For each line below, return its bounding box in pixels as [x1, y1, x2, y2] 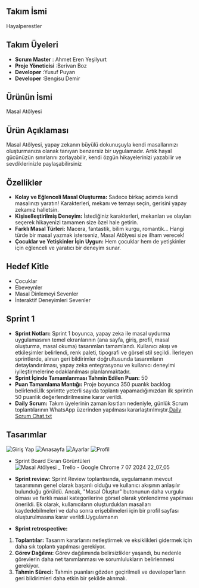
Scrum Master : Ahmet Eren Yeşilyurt [14, 56, 107, 63]
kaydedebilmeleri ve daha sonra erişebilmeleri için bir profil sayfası [14, 507, 179, 514]
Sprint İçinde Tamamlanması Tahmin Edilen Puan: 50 [14, 374, 148, 381]
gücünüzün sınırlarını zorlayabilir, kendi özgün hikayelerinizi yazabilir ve [6, 154, 182, 161]
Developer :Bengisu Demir [14, 75, 80, 82]
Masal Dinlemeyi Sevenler [14, 290, 79, 297]
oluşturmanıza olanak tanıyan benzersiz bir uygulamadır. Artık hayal [6, 148, 172, 155]
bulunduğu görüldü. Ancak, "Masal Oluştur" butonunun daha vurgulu [14, 488, 184, 495]
